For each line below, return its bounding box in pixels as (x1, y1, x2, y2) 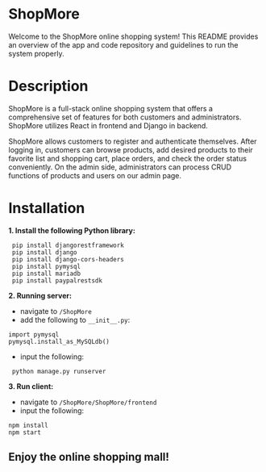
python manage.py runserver (11, 367, 106, 375)
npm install (8, 421, 48, 429)
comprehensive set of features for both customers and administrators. (8, 112, 242, 122)
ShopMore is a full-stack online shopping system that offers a (8, 103, 214, 113)
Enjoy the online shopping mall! (8, 450, 169, 464)
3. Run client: (8, 381, 54, 391)
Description (8, 77, 89, 95)
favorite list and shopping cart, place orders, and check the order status (8, 153, 247, 163)
